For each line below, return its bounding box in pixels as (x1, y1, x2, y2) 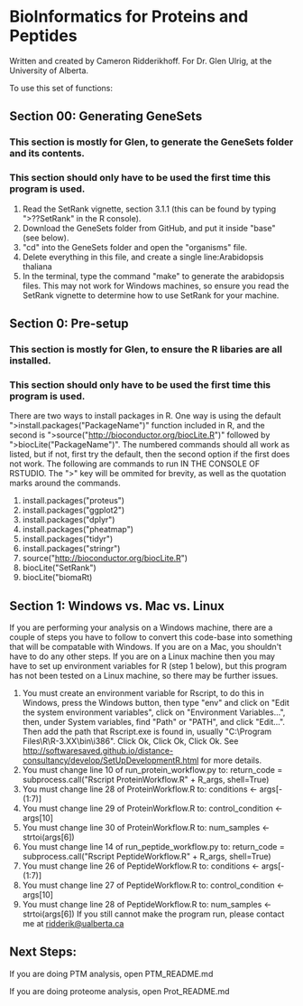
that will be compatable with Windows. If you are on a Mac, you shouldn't (9, 641, 282, 652)
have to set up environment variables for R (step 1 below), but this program (9, 660, 287, 671)
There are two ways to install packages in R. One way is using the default (9, 410, 281, 421)
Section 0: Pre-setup (9, 315, 129, 331)
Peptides (9, 25, 78, 46)
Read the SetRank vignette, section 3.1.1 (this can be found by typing (22, 203, 277, 214)
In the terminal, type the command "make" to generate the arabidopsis (22, 270, 285, 281)
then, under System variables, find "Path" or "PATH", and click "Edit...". (22, 716, 286, 727)
